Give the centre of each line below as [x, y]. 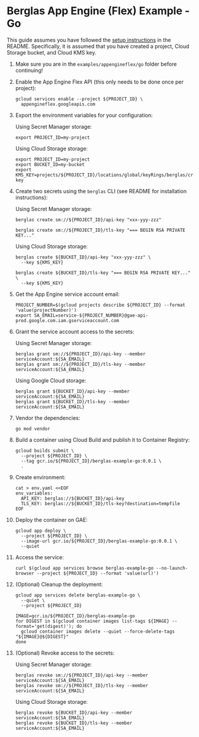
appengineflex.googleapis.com [58, 104]
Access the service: [39, 557]
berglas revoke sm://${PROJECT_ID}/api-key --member [82, 675]
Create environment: [40, 477]
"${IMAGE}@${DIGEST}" [42, 636]
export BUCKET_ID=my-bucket [50, 164]
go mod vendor [33, 429]
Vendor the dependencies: [48, 418]
